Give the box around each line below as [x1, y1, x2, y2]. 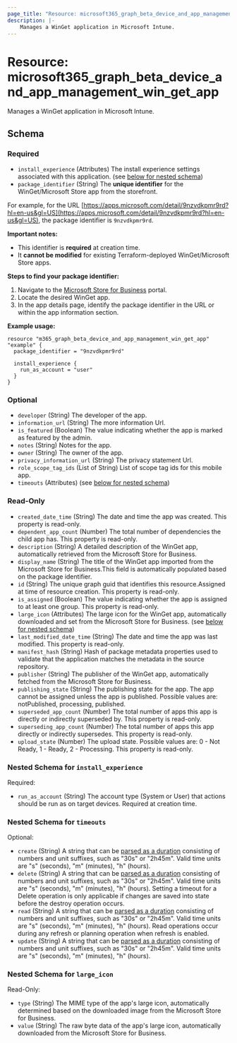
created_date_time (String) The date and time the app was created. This [17, 512, 227, 521]
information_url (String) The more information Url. [17, 418, 166, 427]
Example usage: [7, 322, 56, 330]
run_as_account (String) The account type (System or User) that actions [17, 792, 226, 800]
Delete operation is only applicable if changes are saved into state [17, 892, 209, 900]
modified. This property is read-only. [17, 639, 125, 648]
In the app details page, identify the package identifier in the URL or [17, 301, 215, 309]
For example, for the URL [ [7, 201, 84, 209]
